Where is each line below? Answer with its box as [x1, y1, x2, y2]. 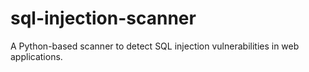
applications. [10, 50, 63, 62]
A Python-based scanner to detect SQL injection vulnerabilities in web [10, 40, 300, 52]
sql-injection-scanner [10, 7, 197, 30]
